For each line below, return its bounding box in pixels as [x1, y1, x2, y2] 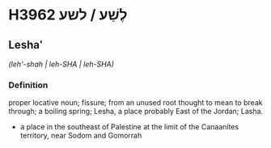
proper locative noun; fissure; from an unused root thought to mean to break [8, 98, 263, 108]
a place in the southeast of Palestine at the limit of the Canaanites [19, 122, 239, 132]
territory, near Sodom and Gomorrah [19, 131, 142, 141]
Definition [8, 79, 49, 91]
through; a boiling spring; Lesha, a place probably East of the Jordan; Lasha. [8, 107, 264, 116]
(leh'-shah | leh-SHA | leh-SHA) [8, 59, 115, 69]
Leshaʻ [8, 38, 43, 52]
